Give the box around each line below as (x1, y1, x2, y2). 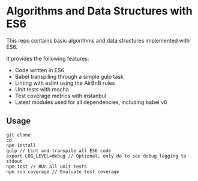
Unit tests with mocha (14, 85, 69, 93)
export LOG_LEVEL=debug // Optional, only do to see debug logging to (6, 153, 187, 159)
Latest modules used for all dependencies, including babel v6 (14, 98, 167, 106)
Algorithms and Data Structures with (6, 4, 193, 18)
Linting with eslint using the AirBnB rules (14, 79, 115, 87)
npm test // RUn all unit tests (6, 164, 87, 170)
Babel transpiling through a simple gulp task (14, 73, 124, 80)
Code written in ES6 (14, 66, 65, 73)
